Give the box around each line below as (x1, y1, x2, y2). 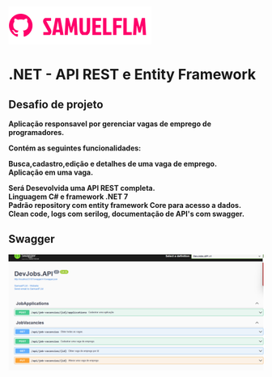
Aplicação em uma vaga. (8, 167, 94, 177)
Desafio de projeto (8, 97, 104, 111)
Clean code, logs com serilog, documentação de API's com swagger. (8, 209, 245, 218)
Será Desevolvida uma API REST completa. (8, 184, 155, 193)
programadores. (8, 128, 65, 137)
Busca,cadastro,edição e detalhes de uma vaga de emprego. (8, 159, 217, 168)
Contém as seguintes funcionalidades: (8, 143, 142, 153)
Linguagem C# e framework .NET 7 (8, 192, 129, 201)
